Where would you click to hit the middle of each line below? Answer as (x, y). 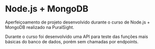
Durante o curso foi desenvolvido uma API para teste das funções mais (77, 37)
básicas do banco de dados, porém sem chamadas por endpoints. (72, 41)
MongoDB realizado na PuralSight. (40, 27)
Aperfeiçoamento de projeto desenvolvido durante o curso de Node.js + (77, 22)
